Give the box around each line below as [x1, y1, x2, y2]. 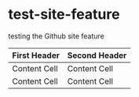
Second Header [67, 49, 127, 60]
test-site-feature [8, 5, 120, 23]
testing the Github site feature [8, 31, 104, 41]
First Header [12, 49, 60, 60]
